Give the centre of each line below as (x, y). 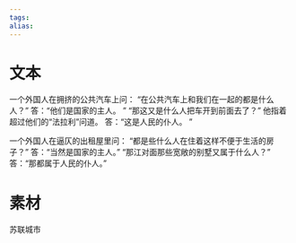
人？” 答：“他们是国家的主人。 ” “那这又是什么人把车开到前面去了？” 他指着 (148, 111)
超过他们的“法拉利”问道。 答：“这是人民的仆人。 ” (101, 122)
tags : (19, 17)
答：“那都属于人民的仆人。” (58, 163)
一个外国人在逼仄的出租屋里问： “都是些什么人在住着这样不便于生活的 (138, 141)
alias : (22, 26)
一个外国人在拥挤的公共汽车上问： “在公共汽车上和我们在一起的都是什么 (142, 100)
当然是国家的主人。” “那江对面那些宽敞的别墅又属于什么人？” (160, 152)
